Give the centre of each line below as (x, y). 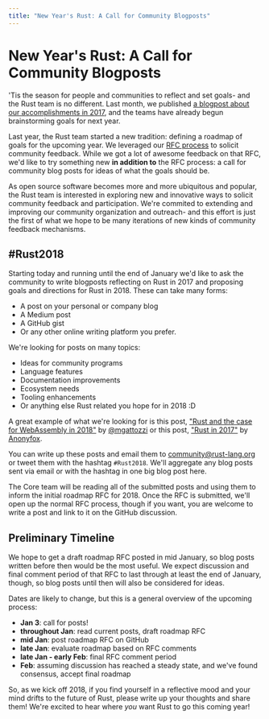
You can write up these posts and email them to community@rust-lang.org (132, 454)
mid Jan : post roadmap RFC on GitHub (84, 640)
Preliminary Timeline (62, 537)
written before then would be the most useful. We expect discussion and (129, 566)
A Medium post (45, 315)
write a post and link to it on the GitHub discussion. (93, 513)
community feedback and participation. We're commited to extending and (131, 203)
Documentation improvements (70, 380)
